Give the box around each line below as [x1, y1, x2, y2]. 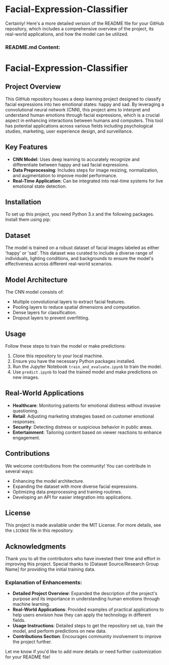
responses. [12, 419, 36, 425]
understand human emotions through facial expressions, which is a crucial [5, 112, 160, 118]
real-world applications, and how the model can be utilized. [5, 31, 129, 37]
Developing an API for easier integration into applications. [12, 494, 132, 500]
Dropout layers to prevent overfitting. [12, 315, 90, 321]
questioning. [12, 407, 39, 413]
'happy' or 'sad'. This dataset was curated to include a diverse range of [5, 250, 153, 256]
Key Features [5, 143, 48, 151]
